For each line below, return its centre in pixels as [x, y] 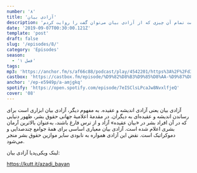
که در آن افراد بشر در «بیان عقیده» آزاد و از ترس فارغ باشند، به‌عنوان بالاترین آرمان [97, 122]
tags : [13, 66]
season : [16, 55]
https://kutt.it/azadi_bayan [38, 164]
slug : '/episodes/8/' [33, 45]
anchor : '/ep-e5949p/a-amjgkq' [45, 83]
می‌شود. [16, 141]
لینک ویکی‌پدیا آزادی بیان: [33, 152]
